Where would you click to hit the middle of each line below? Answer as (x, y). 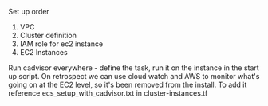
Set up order (29, 12)
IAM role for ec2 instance (61, 44)
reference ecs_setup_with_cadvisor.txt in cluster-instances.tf (108, 93)
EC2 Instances (43, 52)
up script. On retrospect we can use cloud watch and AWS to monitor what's (134, 76)
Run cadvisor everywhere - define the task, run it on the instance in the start (134, 68)
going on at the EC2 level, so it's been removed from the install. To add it (128, 84)
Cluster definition (48, 35)
